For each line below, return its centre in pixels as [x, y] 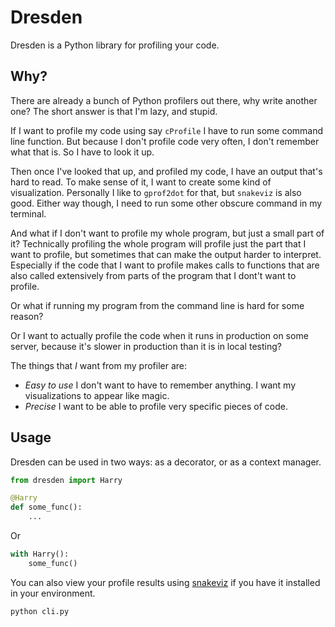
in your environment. [53, 593]
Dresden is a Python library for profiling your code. [115, 45]
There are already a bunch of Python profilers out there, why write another [164, 100]
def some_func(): [46, 507]
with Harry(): [40, 554]
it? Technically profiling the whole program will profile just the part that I [158, 243]
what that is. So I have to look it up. [82, 152]
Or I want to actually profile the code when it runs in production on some [159, 335]
